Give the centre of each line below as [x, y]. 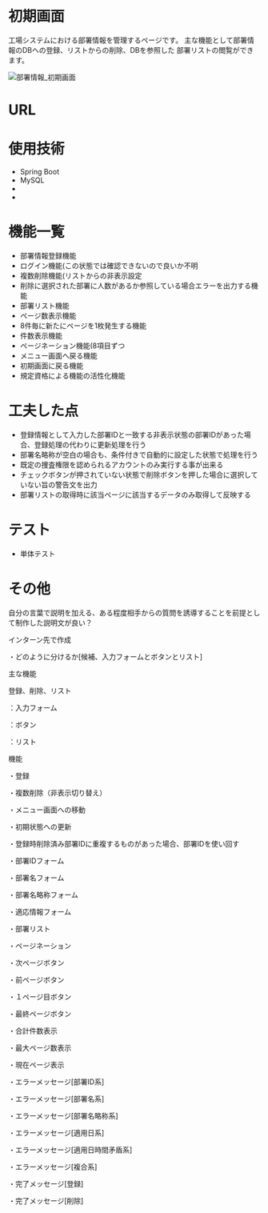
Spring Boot [40, 172]
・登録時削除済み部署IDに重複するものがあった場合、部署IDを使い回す [124, 843]
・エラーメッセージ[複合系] [53, 1167]
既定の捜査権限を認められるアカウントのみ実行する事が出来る [122, 464]
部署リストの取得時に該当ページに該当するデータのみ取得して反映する [136, 494]
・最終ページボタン [40, 1014]
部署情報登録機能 [48, 256]
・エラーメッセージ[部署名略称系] [63, 1115]
